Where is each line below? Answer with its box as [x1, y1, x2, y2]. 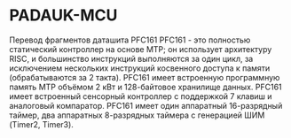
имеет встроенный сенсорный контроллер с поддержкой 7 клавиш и [9, 90, 272, 102]
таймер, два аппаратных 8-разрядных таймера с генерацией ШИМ [9, 110, 265, 120]
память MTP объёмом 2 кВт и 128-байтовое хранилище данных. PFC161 [9, 81, 282, 92]
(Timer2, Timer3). [9, 119, 74, 129]
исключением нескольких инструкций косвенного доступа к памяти [9, 63, 271, 73]
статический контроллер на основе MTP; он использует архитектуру [9, 43, 272, 54]
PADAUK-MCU [9, 5, 118, 26]
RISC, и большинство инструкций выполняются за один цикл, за [9, 53, 254, 64]
